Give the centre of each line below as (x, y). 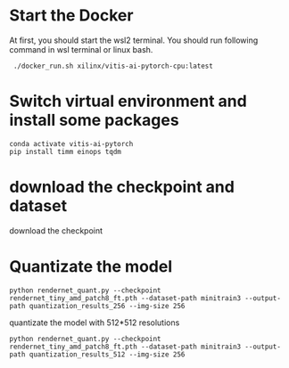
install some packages (95, 120)
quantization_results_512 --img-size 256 (107, 354)
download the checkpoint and (122, 187)
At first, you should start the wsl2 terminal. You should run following (134, 40)
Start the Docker (71, 16)
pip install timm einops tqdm (66, 151)
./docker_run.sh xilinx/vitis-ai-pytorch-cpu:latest (113, 66)
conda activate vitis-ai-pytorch (71, 143)
